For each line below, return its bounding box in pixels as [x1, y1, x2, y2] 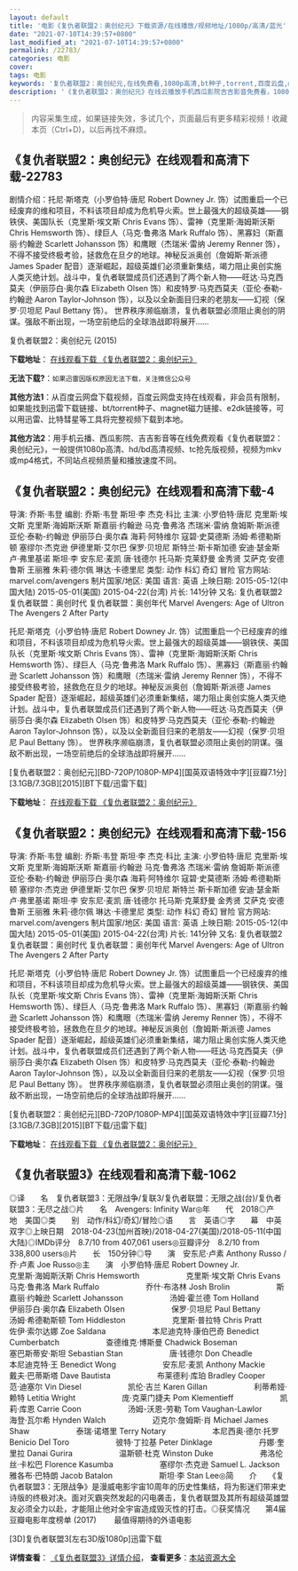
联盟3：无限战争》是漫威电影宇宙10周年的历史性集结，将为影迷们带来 [24, 1480, 279, 1492]
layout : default [9, 12, 69, 22]
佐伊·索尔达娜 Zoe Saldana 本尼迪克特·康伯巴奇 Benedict [9, 1325, 260, 1337]
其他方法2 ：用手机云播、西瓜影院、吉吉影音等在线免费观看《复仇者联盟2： [9, 432, 284, 444]
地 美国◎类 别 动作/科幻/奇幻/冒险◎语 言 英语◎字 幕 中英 [9, 1214, 282, 1226]
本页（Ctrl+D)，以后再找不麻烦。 [30, 123, 152, 134]
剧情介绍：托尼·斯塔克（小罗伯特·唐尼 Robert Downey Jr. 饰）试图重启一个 [9, 194, 280, 205]
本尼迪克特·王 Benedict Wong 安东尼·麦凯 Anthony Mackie [9, 1359, 266, 1369]
